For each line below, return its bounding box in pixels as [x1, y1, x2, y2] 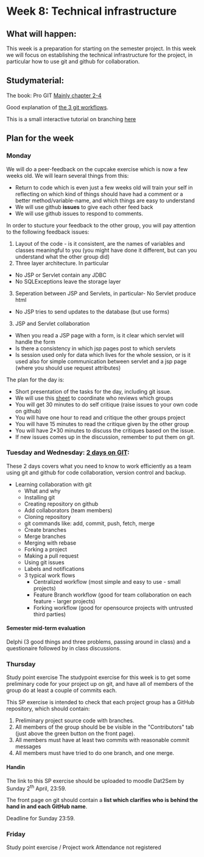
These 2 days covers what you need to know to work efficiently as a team [6, 462, 192, 469]
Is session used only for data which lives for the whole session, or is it [15, 351, 191, 358]
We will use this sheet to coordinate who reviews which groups [15, 394, 174, 402]
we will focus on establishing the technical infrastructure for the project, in [6, 51, 193, 59]
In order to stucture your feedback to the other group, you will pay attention [6, 221, 196, 229]
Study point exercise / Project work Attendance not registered [6, 844, 161, 851]
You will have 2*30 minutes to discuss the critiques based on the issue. [15, 427, 195, 434]
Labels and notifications [24, 565, 85, 572]
